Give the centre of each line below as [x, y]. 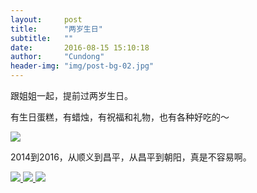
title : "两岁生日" [56, 29]
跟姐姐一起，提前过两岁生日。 [71, 95]
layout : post [46, 19]
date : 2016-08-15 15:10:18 [80, 47]
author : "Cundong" [57, 57]
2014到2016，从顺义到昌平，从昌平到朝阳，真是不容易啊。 [131, 157]
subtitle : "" [42, 38]
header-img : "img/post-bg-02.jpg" [82, 66]
